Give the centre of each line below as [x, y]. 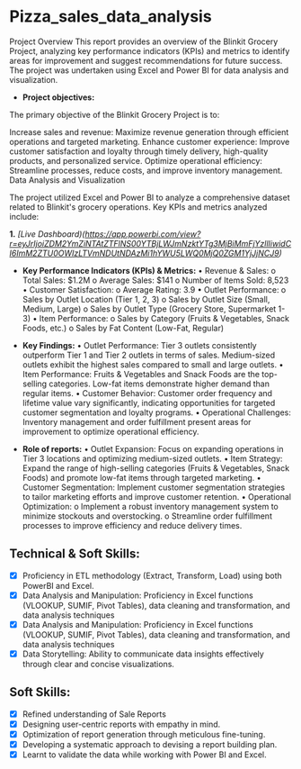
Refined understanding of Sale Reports [94, 714]
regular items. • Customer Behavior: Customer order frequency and [147, 393]
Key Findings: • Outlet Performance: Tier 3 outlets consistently [140, 345]
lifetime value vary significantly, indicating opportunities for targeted [149, 403]
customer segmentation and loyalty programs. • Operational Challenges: [157, 412]
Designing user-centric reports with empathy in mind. [121, 724]
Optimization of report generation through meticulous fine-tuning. [144, 734]
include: [24, 216]
